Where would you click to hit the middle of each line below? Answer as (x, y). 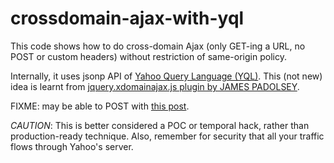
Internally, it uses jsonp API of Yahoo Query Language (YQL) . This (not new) (166, 76)
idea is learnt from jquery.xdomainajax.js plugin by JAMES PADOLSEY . (155, 86)
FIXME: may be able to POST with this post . (100, 106)
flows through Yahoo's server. (72, 146)
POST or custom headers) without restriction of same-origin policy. (148, 56)
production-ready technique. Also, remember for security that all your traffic (167, 136)
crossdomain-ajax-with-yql (127, 18)
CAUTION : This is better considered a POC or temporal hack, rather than (160, 125)
